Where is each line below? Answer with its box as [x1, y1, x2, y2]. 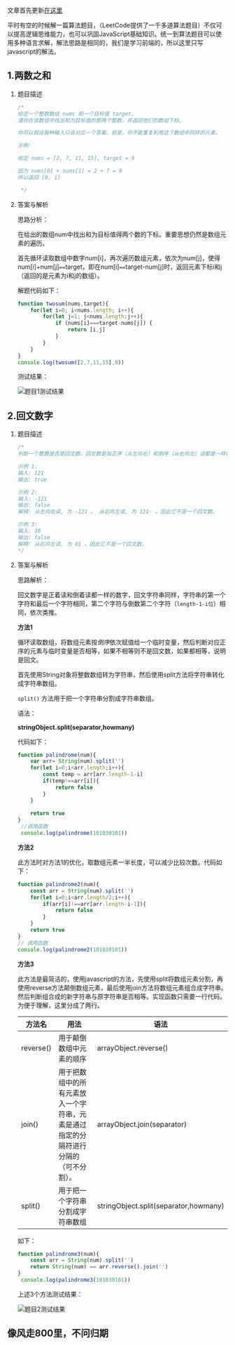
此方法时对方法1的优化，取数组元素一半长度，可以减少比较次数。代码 [17, 858, 217, 866]
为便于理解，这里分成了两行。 [17, 1001, 104, 1009]
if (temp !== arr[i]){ [43, 777, 99, 784]
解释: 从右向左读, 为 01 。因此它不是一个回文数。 [17, 540, 147, 547]
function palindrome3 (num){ [17, 1250, 99, 1257]
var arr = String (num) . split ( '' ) [30, 758, 124, 765]
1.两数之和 [7, 69, 52, 82]
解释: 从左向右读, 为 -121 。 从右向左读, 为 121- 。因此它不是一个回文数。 [17, 508, 218, 516]
